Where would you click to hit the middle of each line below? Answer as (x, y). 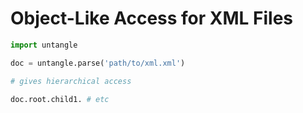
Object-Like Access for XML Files (152, 18)
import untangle (44, 45)
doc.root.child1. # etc (60, 99)
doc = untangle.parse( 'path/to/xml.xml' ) (98, 63)
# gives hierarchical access (71, 81)
